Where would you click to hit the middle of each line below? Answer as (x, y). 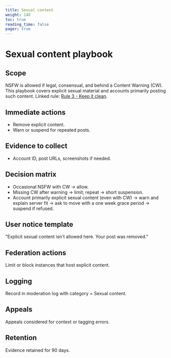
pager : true (18, 29)
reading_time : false (27, 24)
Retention (21, 338)
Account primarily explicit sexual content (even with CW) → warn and (86, 198)
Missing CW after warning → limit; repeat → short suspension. (78, 192)
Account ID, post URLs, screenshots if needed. (62, 158)
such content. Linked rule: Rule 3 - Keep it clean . (56, 96)
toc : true (16, 19)
